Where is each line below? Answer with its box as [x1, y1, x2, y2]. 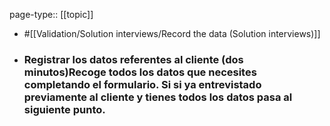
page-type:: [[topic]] [9, 9, 94, 20]
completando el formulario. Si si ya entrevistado [23, 77, 262, 91]
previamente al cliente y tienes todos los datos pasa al [23, 90, 293, 104]
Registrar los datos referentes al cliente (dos [23, 52, 244, 66]
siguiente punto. [23, 102, 106, 116]
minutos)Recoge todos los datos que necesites [23, 65, 257, 79]
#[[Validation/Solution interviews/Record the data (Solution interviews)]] [23, 28, 321, 39]
